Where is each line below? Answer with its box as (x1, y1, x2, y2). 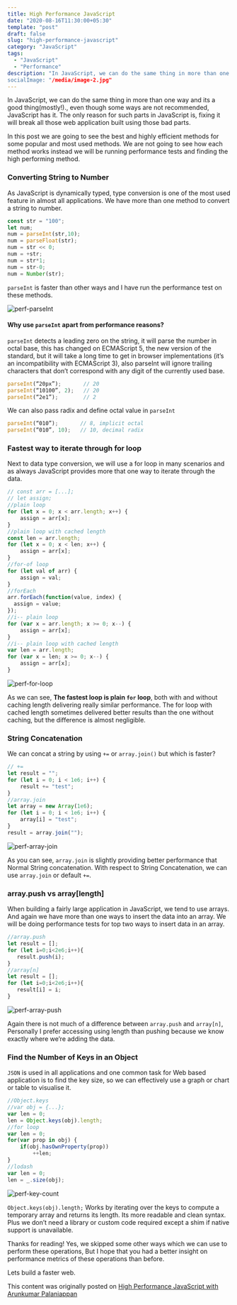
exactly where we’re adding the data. (7, 1034, 115, 1043)
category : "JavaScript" (7, 43, 78, 50)
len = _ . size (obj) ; (7, 1176, 65, 1184)
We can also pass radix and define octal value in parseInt (7, 406, 175, 415)
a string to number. (7, 204, 63, 212)
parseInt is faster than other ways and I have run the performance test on (7, 283, 223, 292)
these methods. (7, 290, 53, 299)
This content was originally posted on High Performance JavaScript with (7, 1282, 219, 1290)
